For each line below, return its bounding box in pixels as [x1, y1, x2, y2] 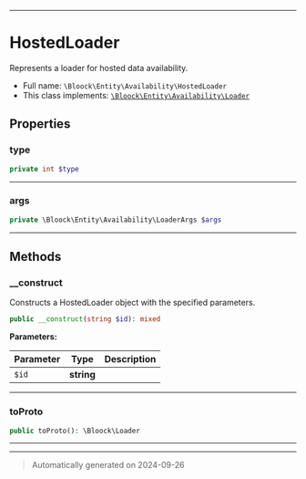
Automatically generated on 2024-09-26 [31, 460, 185, 471]
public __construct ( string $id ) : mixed [9, 315, 161, 324]
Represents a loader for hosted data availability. [9, 62, 189, 73]
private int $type [9, 164, 79, 173]
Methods [9, 249, 62, 265]
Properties [9, 116, 71, 132]
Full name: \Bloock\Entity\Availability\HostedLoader [22, 79, 228, 91]
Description [104, 353, 157, 366]
